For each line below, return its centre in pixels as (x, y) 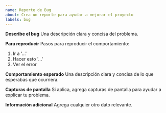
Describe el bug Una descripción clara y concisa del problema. (72, 34)
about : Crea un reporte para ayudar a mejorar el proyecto (69, 15)
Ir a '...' (20, 53)
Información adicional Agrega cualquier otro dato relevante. (69, 105)
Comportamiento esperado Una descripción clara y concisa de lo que (80, 74)
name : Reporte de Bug (28, 10)
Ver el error (25, 65)
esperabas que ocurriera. (32, 80)
